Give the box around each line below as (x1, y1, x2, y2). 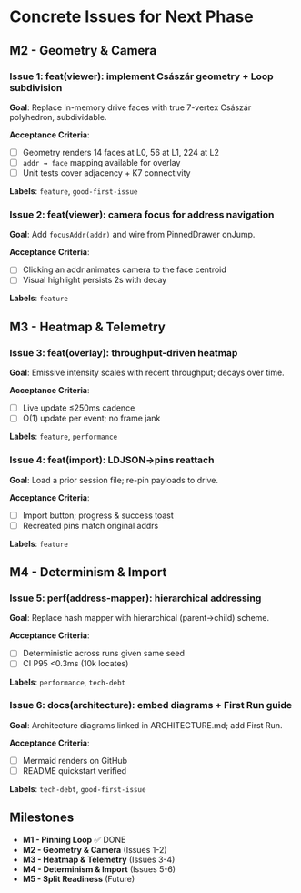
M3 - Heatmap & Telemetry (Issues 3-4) (22, 854, 176, 865)
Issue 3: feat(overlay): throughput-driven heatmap (9, 346, 238, 359)
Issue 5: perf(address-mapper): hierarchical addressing (9, 592, 262, 604)
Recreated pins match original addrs (22, 520, 159, 531)
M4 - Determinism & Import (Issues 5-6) (22, 863, 176, 875)
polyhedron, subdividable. (9, 111, 107, 122)
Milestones (9, 810, 75, 826)
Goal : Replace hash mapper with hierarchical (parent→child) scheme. (9, 613, 270, 624)
